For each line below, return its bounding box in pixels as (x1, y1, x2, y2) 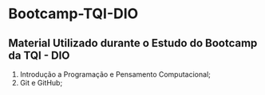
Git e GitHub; (19, 78, 63, 87)
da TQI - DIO (8, 48, 70, 62)
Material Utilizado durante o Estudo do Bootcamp (8, 36, 258, 50)
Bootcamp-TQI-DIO (8, 5, 139, 23)
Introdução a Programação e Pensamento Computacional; (19, 70, 212, 79)
